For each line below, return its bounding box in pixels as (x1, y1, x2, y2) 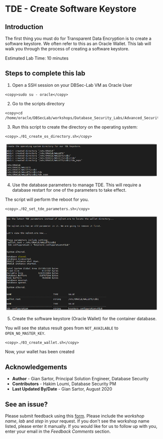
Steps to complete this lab (5, 69, 86, 78)
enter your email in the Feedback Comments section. (5, 428, 111, 435)
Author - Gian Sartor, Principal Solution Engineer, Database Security (12, 376, 149, 382)
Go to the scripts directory (12, 100, 65, 106)
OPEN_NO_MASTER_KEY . (5, 330, 46, 336)
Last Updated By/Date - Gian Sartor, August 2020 (12, 386, 113, 392)
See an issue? (5, 400, 48, 408)
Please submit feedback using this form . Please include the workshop (5, 413, 145, 419)
